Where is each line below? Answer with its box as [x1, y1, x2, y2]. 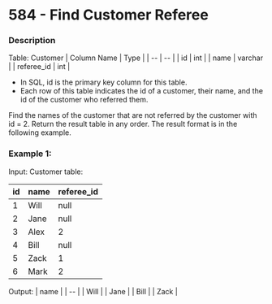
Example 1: [8, 148, 52, 159]
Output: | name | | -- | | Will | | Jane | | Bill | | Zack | [8, 286, 179, 296]
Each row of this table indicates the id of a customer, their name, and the [19, 86, 264, 96]
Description [8, 35, 56, 46]
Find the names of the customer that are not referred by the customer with [8, 111, 257, 120]
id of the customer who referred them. [19, 95, 149, 105]
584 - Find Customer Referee [8, 6, 209, 24]
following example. [8, 128, 71, 137]
